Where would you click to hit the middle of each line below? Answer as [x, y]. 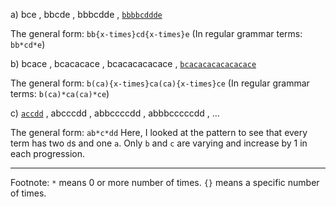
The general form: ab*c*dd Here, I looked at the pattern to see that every [159, 132]
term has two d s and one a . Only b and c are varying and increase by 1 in [159, 143]
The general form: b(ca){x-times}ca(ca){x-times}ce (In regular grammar [160, 83]
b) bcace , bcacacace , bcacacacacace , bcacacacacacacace [133, 63]
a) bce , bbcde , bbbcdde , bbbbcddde [86, 14]
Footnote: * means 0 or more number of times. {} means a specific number [165, 182]
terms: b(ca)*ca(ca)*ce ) [60, 93]
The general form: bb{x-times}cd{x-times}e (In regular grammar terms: [156, 33]
